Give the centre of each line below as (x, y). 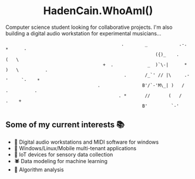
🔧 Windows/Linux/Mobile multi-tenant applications (75, 148)
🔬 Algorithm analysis (39, 170)
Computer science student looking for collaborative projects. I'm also (89, 27)
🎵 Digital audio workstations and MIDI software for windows (86, 142)
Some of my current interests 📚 (65, 125)
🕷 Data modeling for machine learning (61, 161)
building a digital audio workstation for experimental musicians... (83, 33)
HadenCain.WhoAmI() (98, 11)
